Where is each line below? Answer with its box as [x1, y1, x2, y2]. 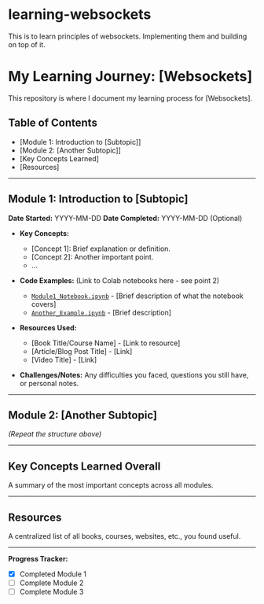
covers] [31, 299, 57, 308]
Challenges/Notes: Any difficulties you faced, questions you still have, [19, 370, 249, 379]
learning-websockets [8, 6, 152, 24]
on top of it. [8, 39, 46, 49]
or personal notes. [19, 378, 79, 388]
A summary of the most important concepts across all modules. [8, 481, 214, 490]
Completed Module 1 [19, 569, 86, 579]
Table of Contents [8, 116, 98, 130]
